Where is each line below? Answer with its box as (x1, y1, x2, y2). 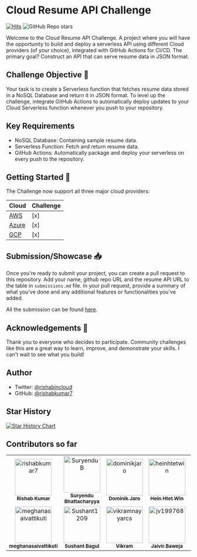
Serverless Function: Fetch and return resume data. (14, 143, 140, 150)
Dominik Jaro (108, 496, 141, 502)
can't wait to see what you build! (6, 351, 85, 358)
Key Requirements (6, 121, 75, 131)
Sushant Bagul (64, 543, 100, 549)
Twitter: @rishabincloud (14, 383, 72, 390)
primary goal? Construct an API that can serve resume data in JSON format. (6, 53, 189, 60)
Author (6, 368, 32, 378)
